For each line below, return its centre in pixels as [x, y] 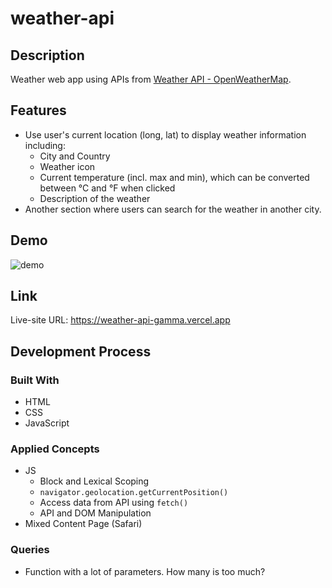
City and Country [75, 156]
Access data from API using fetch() [114, 503]
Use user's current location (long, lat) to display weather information [165, 134]
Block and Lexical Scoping [94, 481]
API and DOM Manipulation [95, 513]
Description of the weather [95, 198]
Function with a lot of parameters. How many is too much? [145, 571]
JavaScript [47, 423]
